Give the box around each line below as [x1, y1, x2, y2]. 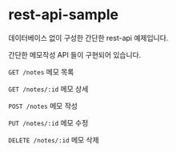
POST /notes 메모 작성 [8, 101, 78, 110]
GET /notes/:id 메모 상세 [8, 84, 89, 94]
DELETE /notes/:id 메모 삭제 [8, 134, 100, 145]
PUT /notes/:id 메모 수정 [8, 118, 89, 127]
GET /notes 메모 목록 [8, 66, 74, 77]
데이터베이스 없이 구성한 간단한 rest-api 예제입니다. [8, 33, 169, 42]
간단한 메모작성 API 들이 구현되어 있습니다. [8, 50, 142, 59]
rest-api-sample [8, 6, 118, 24]
